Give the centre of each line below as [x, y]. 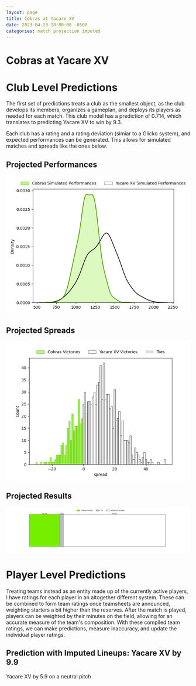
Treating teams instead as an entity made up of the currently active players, [97, 591]
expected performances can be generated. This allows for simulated [89, 140]
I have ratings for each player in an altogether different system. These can [95, 597]
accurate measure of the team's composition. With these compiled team [93, 622]
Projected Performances [52, 164]
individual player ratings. [36, 634]
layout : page [22, 12]
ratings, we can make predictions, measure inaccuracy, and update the [92, 628]
